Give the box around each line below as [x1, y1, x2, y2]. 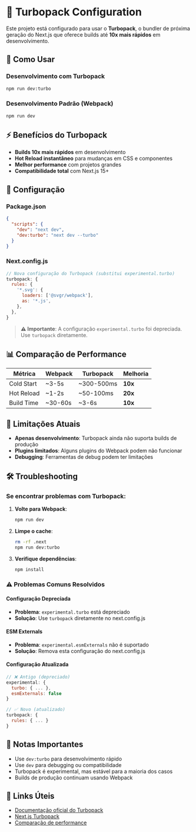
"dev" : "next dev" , [16, 227, 65, 233]
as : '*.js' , [21, 298, 51, 304]
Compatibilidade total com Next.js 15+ [14, 168, 109, 175]
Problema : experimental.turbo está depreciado [14, 608, 131, 615]
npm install [14, 566, 44, 572]
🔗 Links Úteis [6, 791, 55, 801]
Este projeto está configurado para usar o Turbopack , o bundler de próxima [6, 25, 190, 32]
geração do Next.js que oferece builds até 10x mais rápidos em [6, 31, 161, 38]
